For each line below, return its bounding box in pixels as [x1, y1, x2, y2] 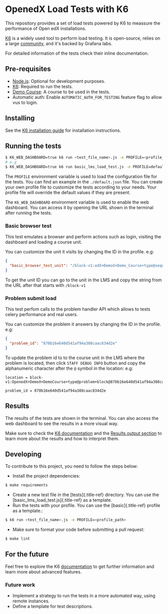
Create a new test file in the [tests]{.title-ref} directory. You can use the [12, 492, 159, 498]
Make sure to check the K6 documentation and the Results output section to [5, 430, 162, 436]
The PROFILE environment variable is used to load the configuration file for [5, 174, 157, 179]
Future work [5, 581, 35, 588]
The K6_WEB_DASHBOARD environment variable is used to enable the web [5, 199, 149, 205]
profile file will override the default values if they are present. [5, 190, 131, 195]
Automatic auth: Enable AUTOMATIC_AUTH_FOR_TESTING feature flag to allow [12, 94, 162, 100]
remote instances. [12, 598, 50, 604]
